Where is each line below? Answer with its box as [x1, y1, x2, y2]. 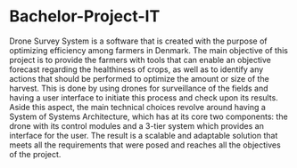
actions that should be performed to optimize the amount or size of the [9, 73, 269, 84]
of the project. [9, 148, 62, 159]
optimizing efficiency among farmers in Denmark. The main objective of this [9, 44, 288, 55]
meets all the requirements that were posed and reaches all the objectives [9, 140, 281, 150]
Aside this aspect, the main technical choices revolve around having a [9, 101, 266, 112]
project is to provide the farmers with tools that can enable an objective [9, 54, 272, 65]
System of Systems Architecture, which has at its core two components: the [9, 111, 288, 122]
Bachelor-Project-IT [9, 6, 161, 27]
